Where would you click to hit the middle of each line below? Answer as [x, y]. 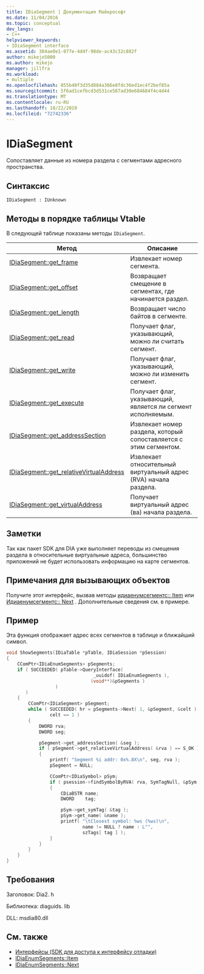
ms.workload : [23, 74]
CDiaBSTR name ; [80, 794]
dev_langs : [20, 29]
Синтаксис [28, 186]
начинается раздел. [160, 298]
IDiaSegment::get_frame [44, 262]
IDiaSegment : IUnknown [36, 200]
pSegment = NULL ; [72, 766]
